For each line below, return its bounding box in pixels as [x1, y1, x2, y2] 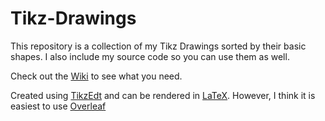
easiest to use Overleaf [10, 100, 107, 112]
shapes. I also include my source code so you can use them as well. [10, 50, 290, 62]
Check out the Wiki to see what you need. [10, 70, 183, 82]
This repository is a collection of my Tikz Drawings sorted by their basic [10, 40, 307, 52]
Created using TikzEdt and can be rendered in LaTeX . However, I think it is [10, 89, 316, 101]
